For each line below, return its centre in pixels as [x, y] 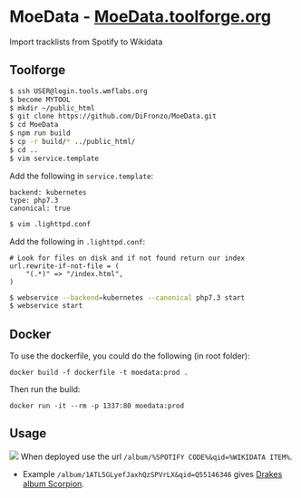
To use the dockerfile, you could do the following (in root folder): [130, 356]
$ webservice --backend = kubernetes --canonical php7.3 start [127, 297]
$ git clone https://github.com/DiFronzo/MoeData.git [113, 116]
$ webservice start [46, 306]
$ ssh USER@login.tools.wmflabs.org [78, 91]
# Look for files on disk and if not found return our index [127, 258]
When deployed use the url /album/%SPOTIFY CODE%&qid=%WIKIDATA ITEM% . [156, 456]
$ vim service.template [54, 158]
